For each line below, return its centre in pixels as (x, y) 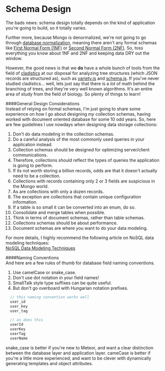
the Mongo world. (31, 186)
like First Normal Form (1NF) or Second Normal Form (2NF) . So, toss (74, 48)
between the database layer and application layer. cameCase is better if (78, 353)
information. (25, 202)
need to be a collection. (37, 176)
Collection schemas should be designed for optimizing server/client (81, 150)
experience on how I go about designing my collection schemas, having (78, 114)
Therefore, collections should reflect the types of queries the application (86, 160)
